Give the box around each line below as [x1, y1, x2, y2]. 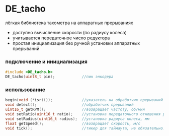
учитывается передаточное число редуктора [12, 35, 110, 41]
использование [5, 86, 45, 93]
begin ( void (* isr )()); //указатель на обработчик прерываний [5, 98, 163, 103]
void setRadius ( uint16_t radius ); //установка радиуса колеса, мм [5, 116, 150, 121]
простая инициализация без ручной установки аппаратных [12, 40, 140, 46]
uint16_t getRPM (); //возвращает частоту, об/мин [5, 107, 145, 112]
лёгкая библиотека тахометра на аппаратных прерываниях [5, 20, 133, 26]
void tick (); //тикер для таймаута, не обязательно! [5, 125, 165, 131]
